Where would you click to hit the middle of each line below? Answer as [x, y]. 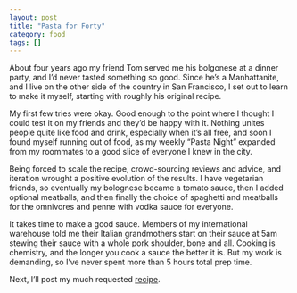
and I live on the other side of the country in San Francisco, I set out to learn [148, 87]
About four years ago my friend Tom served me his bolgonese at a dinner [144, 68]
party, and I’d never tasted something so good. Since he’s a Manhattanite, [144, 78]
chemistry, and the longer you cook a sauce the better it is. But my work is [146, 253]
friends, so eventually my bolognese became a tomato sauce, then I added [146, 188]
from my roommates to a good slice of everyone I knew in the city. [131, 152]
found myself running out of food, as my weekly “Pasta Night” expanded [142, 142]
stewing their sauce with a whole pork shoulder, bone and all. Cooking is [142, 243]
